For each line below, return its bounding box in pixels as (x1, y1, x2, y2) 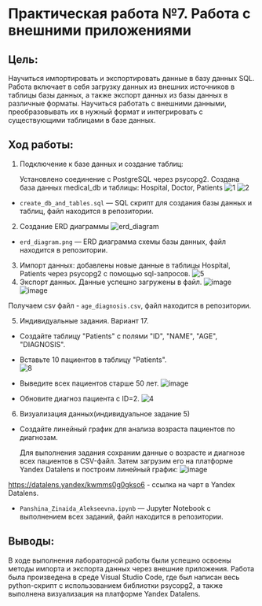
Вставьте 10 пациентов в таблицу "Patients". (19, 355, 167, 364)
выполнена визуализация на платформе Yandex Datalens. (8, 589, 201, 598)
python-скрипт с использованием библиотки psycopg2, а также (8, 580, 224, 590)
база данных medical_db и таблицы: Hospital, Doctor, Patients (19, 183, 224, 192)
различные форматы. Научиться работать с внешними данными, (8, 99, 227, 108)
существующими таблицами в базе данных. (8, 116, 156, 124)
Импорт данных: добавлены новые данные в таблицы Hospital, (19, 261, 231, 270)
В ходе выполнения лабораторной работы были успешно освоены (8, 556, 231, 565)
